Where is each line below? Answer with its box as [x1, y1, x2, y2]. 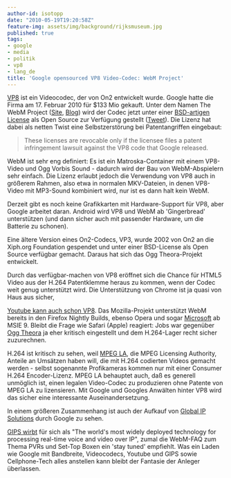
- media [7, 49, 30, 56]
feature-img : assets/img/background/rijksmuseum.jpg [7, 23, 163, 30]
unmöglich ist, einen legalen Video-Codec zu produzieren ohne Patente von [7, 379, 223, 387]
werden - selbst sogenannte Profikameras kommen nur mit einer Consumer [7, 364, 223, 373]
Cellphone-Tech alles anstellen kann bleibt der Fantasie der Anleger [7, 457, 201, 466]
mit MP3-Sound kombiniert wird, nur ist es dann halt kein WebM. [25, 186, 210, 195]
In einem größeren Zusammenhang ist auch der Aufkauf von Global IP [7, 407, 206, 416]
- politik [7, 55, 36, 62]
